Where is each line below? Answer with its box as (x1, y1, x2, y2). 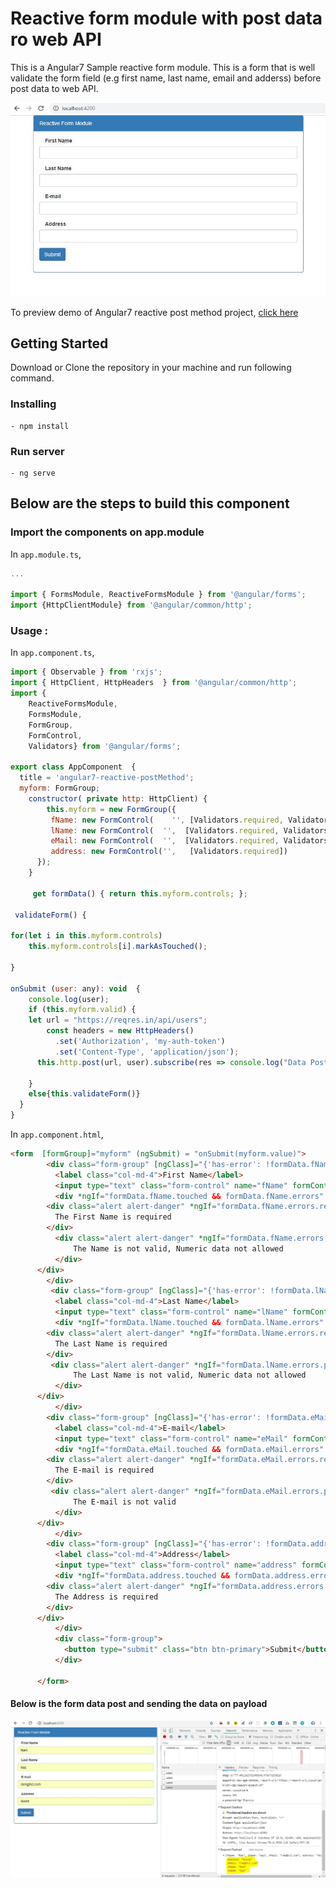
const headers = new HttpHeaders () (46, 1026, 195, 1036)
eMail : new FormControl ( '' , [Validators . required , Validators (50, 836, 329, 846)
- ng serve (10, 468, 56, 478)
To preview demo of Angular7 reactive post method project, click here (10, 306, 299, 318)
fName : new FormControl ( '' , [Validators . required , (50, 815, 284, 825)
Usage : (10, 624, 49, 638)
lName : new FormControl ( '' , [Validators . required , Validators (50, 825, 329, 836)
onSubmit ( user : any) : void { (10, 983, 141, 994)
